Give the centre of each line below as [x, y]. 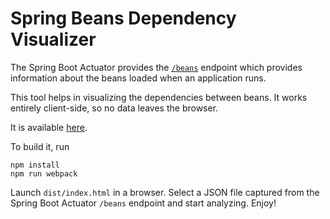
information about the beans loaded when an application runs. [138, 78]
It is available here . [49, 127]
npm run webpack [44, 173]
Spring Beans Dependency [123, 18]
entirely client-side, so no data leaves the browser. [114, 108]
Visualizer [53, 39]
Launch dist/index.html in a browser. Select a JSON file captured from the [165, 192]
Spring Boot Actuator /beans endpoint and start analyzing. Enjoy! [143, 203]
